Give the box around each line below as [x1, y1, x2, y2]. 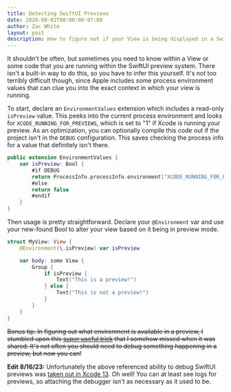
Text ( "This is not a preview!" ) [56, 290, 149, 296]
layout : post [7, 29, 45, 36]
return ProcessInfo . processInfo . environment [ [32, 173, 165, 180]
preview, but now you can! [7, 349, 82, 358]
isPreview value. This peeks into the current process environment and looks [7, 111, 223, 120]
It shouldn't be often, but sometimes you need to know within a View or [7, 54, 209, 63]
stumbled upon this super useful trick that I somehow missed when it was [7, 334, 216, 342]
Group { [32, 263, 54, 270]
